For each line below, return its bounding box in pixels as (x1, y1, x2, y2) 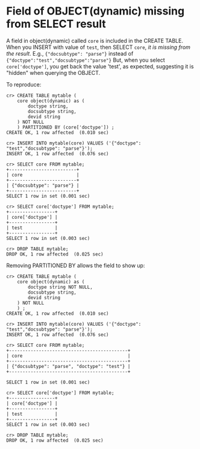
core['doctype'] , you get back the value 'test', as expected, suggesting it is (6, 62, 194, 70)
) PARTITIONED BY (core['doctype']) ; (17, 124, 114, 131)
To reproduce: (6, 80, 42, 88)
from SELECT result (6, 17, 107, 31)
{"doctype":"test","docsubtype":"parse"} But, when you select (6, 56, 166, 63)
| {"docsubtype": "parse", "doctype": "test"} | (6, 363, 131, 369)
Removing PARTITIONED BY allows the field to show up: (6, 262, 145, 269)
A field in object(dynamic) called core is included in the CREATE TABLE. (6, 37, 184, 44)
